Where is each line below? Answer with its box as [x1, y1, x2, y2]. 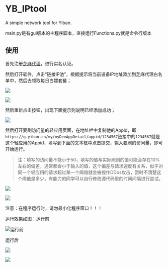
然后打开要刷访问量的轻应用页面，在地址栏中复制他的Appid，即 [5, 127, 137, 133]
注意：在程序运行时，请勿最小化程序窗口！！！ [5, 205, 102, 211]
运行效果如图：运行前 [5, 216, 49, 222]
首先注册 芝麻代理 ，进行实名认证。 [5, 60, 76, 66]
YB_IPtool [5, 3, 47, 15]
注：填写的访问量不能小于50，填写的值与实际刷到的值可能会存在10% [17, 156, 160, 162]
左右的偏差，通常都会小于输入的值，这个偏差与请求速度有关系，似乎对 [17, 163, 163, 169]
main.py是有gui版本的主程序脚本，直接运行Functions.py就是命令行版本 [5, 30, 152, 36]
